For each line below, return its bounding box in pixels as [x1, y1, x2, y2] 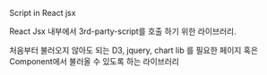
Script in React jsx [9, 8, 76, 18]
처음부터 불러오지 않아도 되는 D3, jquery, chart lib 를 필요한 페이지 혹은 [9, 45, 258, 55]
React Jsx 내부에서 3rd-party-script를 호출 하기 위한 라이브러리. [9, 26, 237, 37]
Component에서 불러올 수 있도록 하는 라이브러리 [9, 56, 179, 66]
